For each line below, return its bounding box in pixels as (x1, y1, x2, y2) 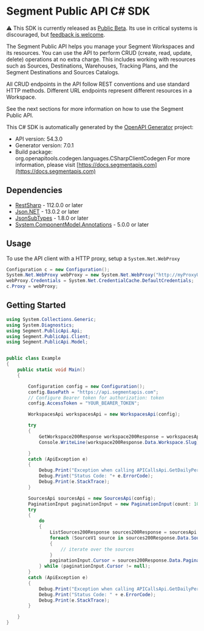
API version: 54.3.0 (15, 135, 63, 143)
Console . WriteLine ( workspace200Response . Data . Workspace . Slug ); (38, 439, 202, 445)
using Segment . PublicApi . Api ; (6, 328, 83, 334)
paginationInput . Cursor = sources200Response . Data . (49, 557, 183, 564)
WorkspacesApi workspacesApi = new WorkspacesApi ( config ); (28, 411, 181, 418)
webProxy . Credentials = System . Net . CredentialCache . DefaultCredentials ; (6, 278, 194, 284)
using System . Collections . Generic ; (6, 316, 97, 322)
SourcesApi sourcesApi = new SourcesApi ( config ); (28, 495, 156, 501)
